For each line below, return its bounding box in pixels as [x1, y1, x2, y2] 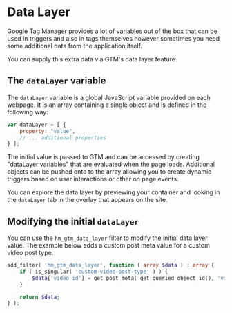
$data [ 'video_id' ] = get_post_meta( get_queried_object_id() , [32, 274, 215, 281]
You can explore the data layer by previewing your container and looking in [7, 188, 220, 196]
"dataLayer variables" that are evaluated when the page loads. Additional [7, 160, 215, 169]
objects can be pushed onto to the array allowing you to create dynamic [7, 168, 212, 176]
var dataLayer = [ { [7, 121, 67, 128]
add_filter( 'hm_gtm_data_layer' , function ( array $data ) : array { [7, 262, 215, 269]
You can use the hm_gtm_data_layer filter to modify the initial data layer [7, 234, 209, 242]
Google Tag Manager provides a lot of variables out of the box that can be [7, 27, 217, 35]
